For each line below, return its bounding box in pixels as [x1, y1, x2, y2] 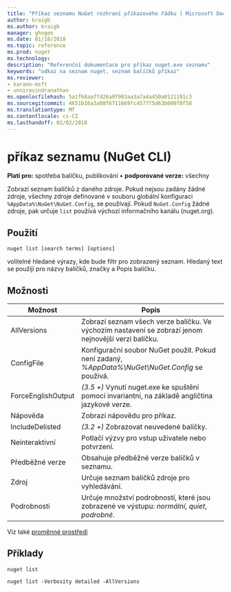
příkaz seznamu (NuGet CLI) [7, 149, 172, 164]
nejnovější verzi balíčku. [81, 334, 159, 344]
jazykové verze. [81, 399, 132, 409]
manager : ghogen [7, 29, 54, 37]
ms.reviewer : [7, 74, 45, 81]
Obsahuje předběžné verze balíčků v [81, 453, 200, 463]
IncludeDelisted [10, 422, 61, 432]
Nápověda [10, 411, 44, 421]
